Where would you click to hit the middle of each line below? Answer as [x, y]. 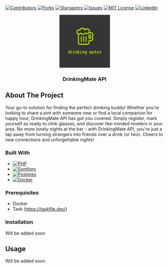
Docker [20, 204]
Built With [18, 153]
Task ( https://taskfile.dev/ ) [40, 209]
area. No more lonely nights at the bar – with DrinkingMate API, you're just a [84, 129]
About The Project [34, 95]
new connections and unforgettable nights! [50, 140]
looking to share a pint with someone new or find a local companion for [79, 113]
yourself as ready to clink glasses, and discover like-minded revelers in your [84, 123]
